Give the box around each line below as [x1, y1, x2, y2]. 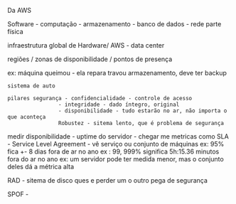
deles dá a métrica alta [7, 163, 75, 171]
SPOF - [7, 190, 29, 198]
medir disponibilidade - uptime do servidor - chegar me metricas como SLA [7, 132, 229, 141]
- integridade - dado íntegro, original [58, 101, 180, 108]
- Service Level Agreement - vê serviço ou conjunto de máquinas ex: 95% [7, 140, 225, 148]
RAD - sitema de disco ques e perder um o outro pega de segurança [7, 176, 208, 184]
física [7, 28, 23, 36]
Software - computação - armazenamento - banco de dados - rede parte [7, 20, 222, 28]
